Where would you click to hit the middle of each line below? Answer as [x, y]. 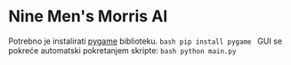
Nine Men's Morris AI [88, 16]
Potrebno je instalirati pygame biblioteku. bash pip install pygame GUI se [145, 41]
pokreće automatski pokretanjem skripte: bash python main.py [122, 50]
